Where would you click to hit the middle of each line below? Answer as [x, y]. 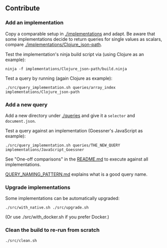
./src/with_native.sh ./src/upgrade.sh [47, 208]
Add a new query [26, 105]
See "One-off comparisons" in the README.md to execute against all [77, 159]
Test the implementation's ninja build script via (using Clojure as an [75, 54]
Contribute [23, 8]
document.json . [21, 121]
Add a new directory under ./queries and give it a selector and [70, 115]
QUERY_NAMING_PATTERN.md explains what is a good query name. [76, 174]
